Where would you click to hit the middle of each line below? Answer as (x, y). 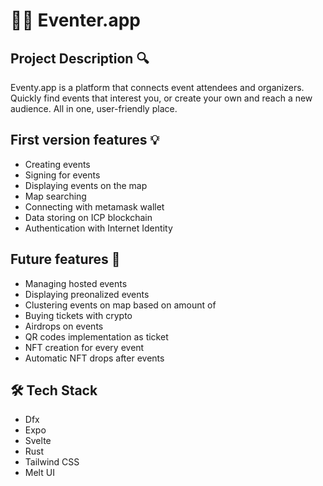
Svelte (38, 441)
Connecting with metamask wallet (94, 206)
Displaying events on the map (86, 185)
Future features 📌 (65, 259)
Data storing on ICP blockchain (88, 217)
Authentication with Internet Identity (98, 228)
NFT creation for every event (84, 347)
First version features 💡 (85, 140)
